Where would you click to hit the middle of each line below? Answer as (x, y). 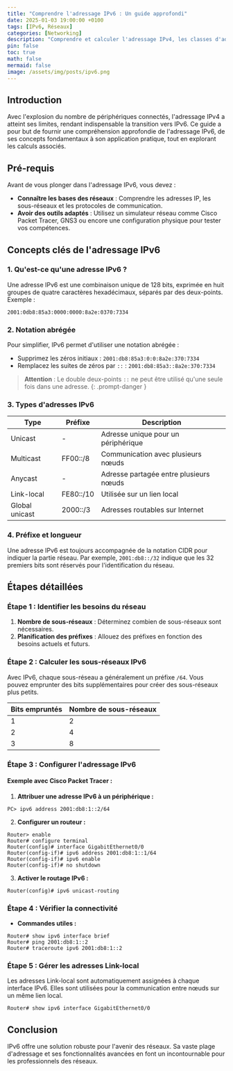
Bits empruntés (36, 709)
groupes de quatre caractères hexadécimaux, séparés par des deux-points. (115, 292)
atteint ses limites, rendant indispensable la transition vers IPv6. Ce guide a (114, 124)
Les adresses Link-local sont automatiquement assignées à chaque (103, 981)
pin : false (23, 46)
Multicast (26, 458)
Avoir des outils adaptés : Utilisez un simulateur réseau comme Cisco (117, 214)
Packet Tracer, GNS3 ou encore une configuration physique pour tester (119, 220)
